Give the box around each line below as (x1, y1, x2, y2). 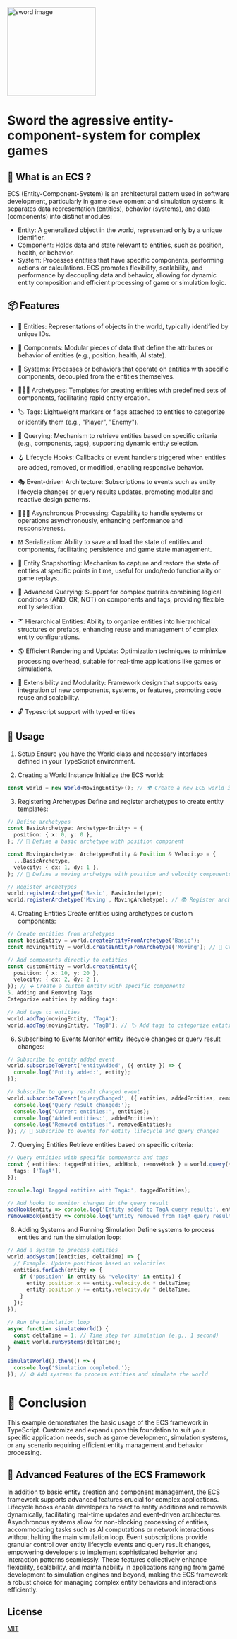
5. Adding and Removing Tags (7, 989, 93, 996)
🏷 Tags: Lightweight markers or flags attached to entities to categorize (17, 407, 226, 416)
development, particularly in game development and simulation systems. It (7, 197, 224, 205)
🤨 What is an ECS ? (7, 171, 92, 183)
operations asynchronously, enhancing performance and (17, 516, 183, 524)
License (7, 1606, 43, 1618)
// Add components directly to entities (7, 956, 128, 963)
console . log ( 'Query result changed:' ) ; (13, 1101, 131, 1108)
